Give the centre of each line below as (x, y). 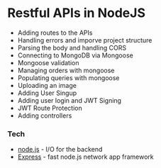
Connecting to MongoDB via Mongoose (75, 55)
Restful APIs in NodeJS (76, 13)
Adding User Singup (47, 93)
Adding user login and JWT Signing (70, 100)
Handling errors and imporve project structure (85, 40)
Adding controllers (45, 116)
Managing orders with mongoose (66, 70)
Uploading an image (47, 85)
